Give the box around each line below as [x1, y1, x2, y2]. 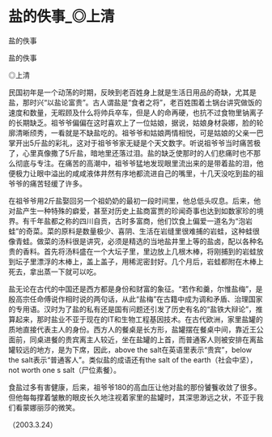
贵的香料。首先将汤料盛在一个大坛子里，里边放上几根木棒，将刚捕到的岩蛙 [8, 246, 257, 256]
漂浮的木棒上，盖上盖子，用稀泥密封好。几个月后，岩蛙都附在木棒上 [36, 256, 264, 266]
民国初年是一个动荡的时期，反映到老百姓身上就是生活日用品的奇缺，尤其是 [8, 87, 257, 97]
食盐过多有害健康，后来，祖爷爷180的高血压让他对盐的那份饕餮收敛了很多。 [8, 382, 261, 392]
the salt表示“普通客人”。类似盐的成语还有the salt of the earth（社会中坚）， [8, 354, 257, 365]
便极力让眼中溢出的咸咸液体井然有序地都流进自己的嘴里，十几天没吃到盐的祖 [8, 168, 264, 178]
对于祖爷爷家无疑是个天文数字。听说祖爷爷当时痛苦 [83, 138, 254, 148]
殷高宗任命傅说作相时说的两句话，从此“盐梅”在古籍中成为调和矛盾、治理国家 [8, 293, 263, 304]
